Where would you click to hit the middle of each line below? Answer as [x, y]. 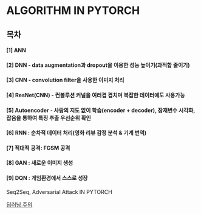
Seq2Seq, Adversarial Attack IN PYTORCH [59, 192]
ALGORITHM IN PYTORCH [73, 11]
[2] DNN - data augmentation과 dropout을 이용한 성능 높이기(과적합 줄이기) [98, 65]
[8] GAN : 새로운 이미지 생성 [40, 163]
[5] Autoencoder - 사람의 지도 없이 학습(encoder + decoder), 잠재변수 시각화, [101, 110]
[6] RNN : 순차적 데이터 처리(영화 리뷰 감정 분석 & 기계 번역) [77, 133]
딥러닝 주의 [19, 204]
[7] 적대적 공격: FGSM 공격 [38, 148]
